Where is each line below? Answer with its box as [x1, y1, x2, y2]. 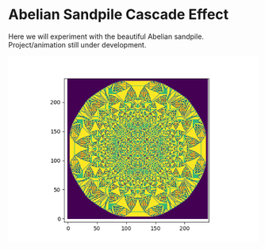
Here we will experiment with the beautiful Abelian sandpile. [8, 32, 205, 41]
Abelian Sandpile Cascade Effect [8, 6, 229, 24]
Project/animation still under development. [8, 40, 147, 49]
